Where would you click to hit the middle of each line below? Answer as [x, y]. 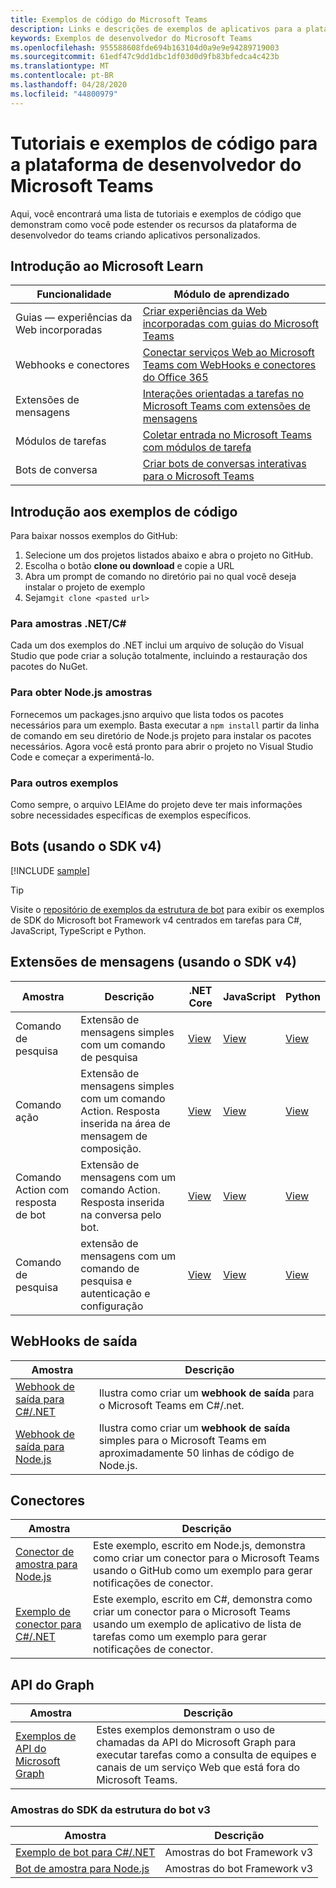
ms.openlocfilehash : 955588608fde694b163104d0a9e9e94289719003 [145, 47]
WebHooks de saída [74, 1341]
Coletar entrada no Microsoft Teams [227, 435]
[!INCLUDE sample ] [50, 870]
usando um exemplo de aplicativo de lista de [197, 1624]
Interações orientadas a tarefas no [223, 394]
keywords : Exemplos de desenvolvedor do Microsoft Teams [131, 38]
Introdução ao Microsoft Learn [107, 266]
